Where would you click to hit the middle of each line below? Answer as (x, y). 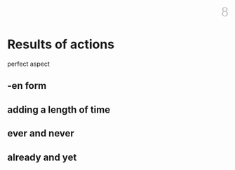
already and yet (42, 157)
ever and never (41, 133)
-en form (27, 86)
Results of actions (61, 44)
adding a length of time (59, 109)
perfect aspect (29, 64)
